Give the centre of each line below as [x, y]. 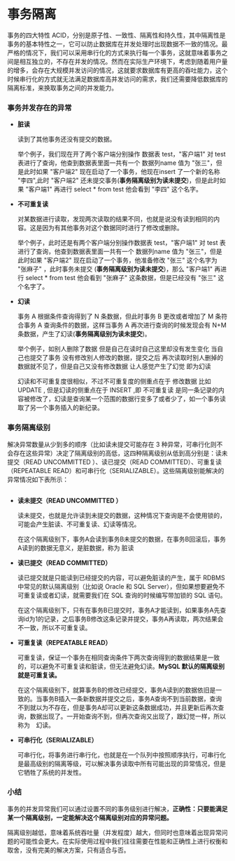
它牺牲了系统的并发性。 [51, 772]
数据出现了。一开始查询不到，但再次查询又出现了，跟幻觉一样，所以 [128, 716]
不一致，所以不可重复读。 [54, 627]
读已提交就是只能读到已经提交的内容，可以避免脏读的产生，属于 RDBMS [121, 578]
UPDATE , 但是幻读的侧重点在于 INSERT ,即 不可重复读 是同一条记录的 [118, 390]
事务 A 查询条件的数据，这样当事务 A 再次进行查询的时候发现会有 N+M [125, 325]
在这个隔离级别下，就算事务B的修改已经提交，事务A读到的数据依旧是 [116, 690]
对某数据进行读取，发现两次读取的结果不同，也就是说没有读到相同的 [115, 219]
